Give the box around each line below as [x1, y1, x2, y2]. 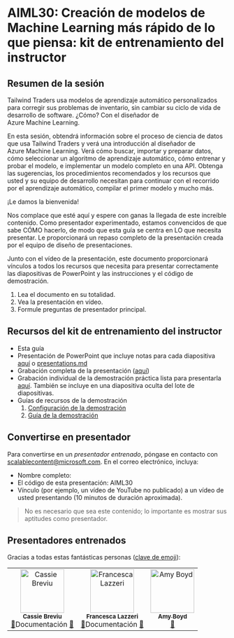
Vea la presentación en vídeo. [17, 298, 103, 306]
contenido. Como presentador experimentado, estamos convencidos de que [7, 219, 227, 227]
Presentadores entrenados [7, 534, 126, 547]
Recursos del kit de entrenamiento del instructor [7, 326, 222, 338]
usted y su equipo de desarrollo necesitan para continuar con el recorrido [7, 176, 220, 185]
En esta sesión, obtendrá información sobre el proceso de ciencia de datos [7, 132, 224, 140]
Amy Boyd [158, 613, 187, 620]
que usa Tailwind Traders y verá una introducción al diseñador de [7, 139, 196, 148]
